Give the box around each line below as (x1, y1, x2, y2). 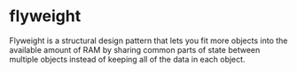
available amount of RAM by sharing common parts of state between (9, 44, 261, 55)
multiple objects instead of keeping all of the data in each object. (9, 54, 246, 64)
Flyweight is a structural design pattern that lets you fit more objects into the (9, 35, 288, 46)
